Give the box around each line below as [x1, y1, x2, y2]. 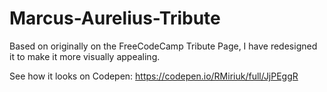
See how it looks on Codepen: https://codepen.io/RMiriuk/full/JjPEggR [9, 70, 299, 82]
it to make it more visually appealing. [9, 50, 161, 62]
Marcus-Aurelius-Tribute [9, 7, 221, 30]
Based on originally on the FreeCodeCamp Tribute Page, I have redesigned [9, 40, 318, 52]
